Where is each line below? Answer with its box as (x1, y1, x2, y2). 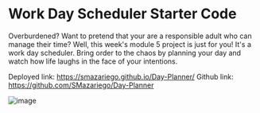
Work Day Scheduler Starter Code (8, 5, 237, 23)
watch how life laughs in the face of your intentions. (8, 56, 178, 66)
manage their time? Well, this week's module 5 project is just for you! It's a (8, 39, 252, 49)
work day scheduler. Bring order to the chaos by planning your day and (8, 48, 241, 57)
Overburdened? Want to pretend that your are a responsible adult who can (8, 31, 252, 41)
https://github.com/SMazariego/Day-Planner (8, 80, 154, 90)
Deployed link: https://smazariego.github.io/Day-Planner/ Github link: (8, 72, 234, 81)
